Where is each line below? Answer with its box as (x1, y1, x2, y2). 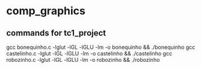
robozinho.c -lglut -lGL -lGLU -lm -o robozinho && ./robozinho (6, 57, 160, 63)
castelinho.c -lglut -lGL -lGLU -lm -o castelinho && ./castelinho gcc (6, 50, 173, 57)
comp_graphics (6, 4, 85, 18)
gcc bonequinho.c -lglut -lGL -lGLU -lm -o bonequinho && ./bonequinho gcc (6, 43, 196, 51)
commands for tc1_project (6, 28, 107, 38)
